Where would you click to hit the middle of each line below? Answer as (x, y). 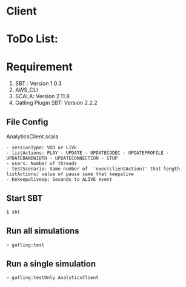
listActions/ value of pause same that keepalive (70, 174)
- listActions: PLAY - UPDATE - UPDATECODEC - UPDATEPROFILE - (88, 153)
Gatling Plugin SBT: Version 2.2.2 (56, 103)
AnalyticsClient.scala (32, 137)
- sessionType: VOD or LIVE (42, 148)
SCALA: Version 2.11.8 (42, 96)
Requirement (39, 66)
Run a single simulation (51, 264)
